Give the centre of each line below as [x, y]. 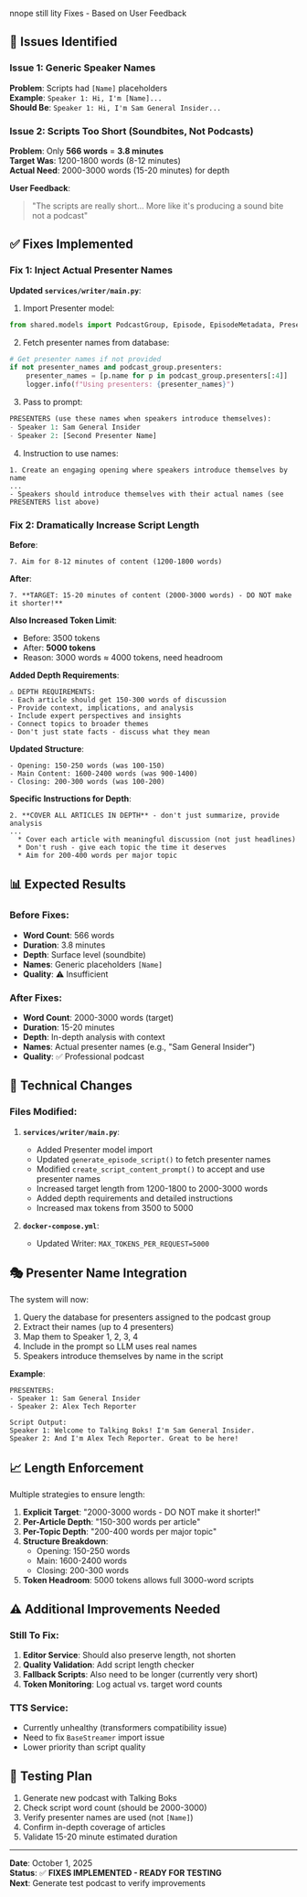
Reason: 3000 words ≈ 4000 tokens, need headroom [123, 657]
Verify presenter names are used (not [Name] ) [108, 1817]
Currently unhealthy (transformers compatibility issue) [125, 1728]
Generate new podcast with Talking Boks [100, 1798]
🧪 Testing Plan [51, 1776]
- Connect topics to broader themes [79, 723]
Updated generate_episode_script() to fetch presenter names [153, 1159]
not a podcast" [60, 215]
